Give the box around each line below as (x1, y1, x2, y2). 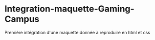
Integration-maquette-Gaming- (4, 3, 135, 14)
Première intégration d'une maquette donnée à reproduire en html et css (4, 29, 150, 35)
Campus (4, 13, 40, 25)
